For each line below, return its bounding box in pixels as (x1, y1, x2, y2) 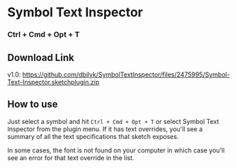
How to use (7, 99, 58, 111)
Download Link (7, 51, 74, 64)
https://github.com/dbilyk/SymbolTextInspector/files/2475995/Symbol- (22, 70, 230, 79)
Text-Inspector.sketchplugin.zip (7, 77, 100, 86)
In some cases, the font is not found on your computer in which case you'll (7, 146, 225, 155)
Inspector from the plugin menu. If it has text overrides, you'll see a (7, 125, 203, 133)
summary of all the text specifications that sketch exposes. (7, 132, 179, 140)
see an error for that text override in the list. (7, 153, 134, 162)
